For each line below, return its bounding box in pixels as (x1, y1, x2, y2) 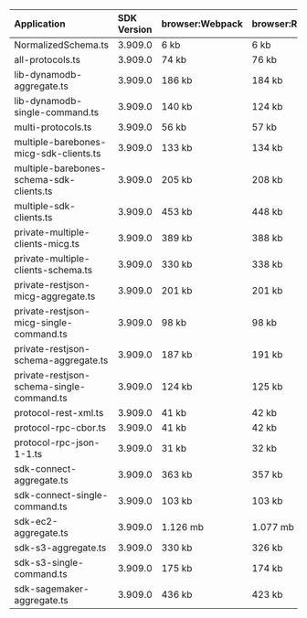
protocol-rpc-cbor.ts (14, 421, 107, 433)
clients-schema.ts (14, 264, 93, 276)
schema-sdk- (14, 174, 76, 186)
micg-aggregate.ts (14, 290, 96, 303)
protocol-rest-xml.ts (14, 407, 104, 419)
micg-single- (14, 316, 73, 328)
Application (14, 17, 66, 30)
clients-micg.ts (14, 238, 80, 250)
